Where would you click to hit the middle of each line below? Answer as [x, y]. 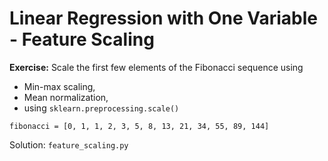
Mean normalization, [66, 97]
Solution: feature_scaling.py [69, 144]
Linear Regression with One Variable [163, 18]
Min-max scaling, [59, 86]
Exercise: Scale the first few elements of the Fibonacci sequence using [156, 67]
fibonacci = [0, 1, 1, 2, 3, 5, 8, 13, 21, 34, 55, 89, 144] [139, 126]
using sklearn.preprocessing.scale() [101, 108]
